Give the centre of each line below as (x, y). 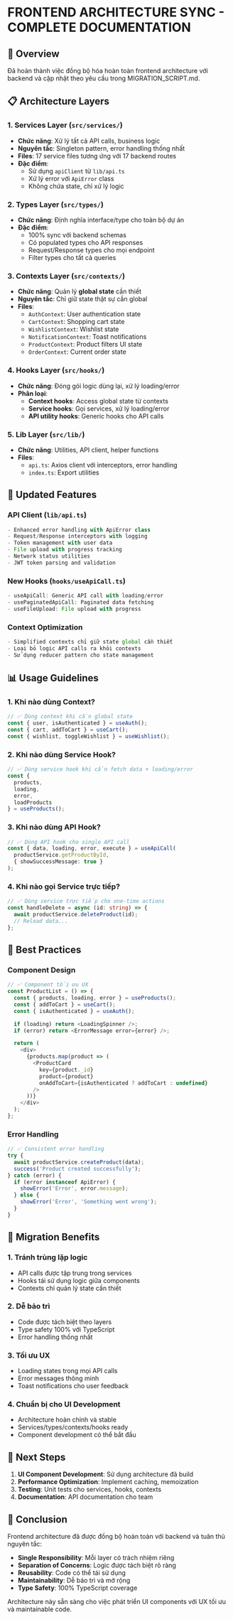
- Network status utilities (49, 556)
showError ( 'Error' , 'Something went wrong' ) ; (89, 1202)
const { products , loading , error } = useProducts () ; (95, 998)
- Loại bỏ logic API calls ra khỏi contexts (74, 648)
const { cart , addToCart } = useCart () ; (68, 730)
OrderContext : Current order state (77, 352)
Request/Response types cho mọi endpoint (91, 250)
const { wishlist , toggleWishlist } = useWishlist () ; (89, 736)
